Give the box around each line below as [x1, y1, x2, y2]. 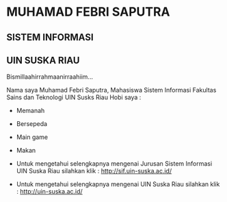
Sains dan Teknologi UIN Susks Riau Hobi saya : [6, 93, 142, 101]
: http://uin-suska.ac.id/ [16, 188, 83, 196]
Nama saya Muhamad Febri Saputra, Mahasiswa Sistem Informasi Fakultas [6, 86, 217, 94]
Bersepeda [16, 120, 48, 128]
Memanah [16, 107, 45, 115]
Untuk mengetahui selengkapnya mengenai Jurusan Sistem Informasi [16, 160, 213, 168]
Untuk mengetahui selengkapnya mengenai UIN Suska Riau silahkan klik [16, 180, 220, 188]
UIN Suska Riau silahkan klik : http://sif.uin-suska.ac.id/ [16, 167, 172, 175]
